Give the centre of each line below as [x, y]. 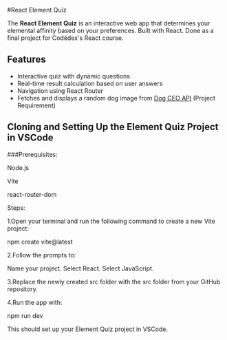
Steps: [16, 208]
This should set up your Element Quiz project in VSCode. [88, 329]
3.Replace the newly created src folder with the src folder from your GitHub [114, 281]
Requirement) [36, 105]
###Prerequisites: [32, 154]
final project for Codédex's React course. [65, 38]
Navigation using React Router [60, 91]
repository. [22, 289]
